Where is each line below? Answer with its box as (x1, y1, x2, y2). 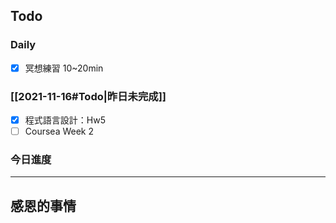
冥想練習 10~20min (24, 62, 104, 74)
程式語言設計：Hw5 (24, 114, 106, 126)
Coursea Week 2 (24, 125, 95, 138)
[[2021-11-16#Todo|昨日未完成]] (10, 89, 167, 103)
